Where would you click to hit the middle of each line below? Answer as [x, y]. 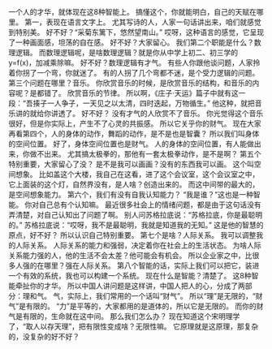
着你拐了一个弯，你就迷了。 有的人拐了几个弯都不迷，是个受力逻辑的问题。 [134, 73]
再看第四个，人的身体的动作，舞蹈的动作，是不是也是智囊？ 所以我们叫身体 [134, 134]
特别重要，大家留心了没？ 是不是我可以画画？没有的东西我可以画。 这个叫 [131, 164]
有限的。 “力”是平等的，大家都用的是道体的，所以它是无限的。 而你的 [141, 306]
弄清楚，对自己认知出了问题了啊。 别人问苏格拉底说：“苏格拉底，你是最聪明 [136, 215]
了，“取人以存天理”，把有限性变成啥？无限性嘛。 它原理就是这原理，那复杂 [134, 326]
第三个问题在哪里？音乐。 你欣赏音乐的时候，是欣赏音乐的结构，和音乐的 [130, 83]
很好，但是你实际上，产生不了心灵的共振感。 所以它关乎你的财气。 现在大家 [135, 123]
